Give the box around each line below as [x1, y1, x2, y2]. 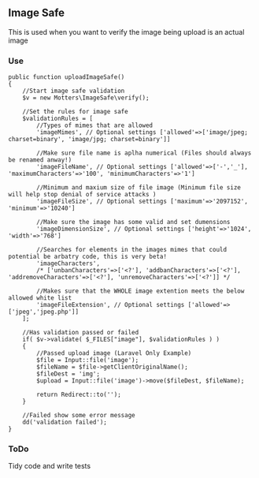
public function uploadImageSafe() [8, 73, 125, 81]
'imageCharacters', [36, 260, 101, 267]
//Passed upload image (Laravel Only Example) [36, 349, 192, 357]
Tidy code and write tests [8, 461, 91, 471]
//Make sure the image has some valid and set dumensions [36, 218, 231, 226]
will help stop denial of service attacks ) [8, 191, 157, 199]
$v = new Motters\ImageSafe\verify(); [22, 94, 150, 102]
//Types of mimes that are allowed [36, 121, 154, 129]
